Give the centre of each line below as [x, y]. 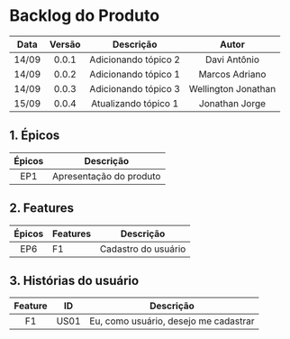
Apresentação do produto [107, 176]
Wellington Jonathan [232, 88]
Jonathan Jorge [232, 103]
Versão [65, 44]
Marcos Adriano [232, 74]
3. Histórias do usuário [74, 280]
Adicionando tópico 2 [135, 60]
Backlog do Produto [85, 16]
